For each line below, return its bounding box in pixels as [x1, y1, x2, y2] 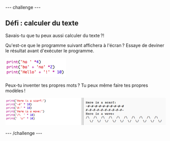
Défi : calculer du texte [5, 19, 79, 27]
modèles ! [5, 87, 25, 93]
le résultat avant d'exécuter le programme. [5, 48, 95, 54]
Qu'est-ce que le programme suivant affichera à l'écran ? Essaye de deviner [5, 42, 164, 48]
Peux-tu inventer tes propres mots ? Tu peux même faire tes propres [5, 82, 149, 88]
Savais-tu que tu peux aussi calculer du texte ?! [5, 32, 104, 39]
